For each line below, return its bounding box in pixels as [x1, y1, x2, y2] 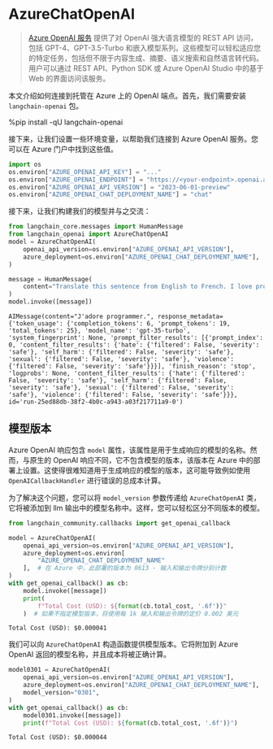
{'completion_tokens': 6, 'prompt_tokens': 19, [66, 320, 231, 328]
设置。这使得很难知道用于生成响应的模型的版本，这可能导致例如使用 [22, 465, 250, 475]
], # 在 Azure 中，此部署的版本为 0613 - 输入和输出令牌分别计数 [23, 564, 227, 573]
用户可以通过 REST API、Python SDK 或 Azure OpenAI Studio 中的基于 [28, 63, 264, 73]
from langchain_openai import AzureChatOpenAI [8, 230, 169, 238]
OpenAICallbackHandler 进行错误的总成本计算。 [8, 475, 166, 485]
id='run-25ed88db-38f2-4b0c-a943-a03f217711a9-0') [8, 398, 184, 407]
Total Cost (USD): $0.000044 [8, 734, 107, 742]
